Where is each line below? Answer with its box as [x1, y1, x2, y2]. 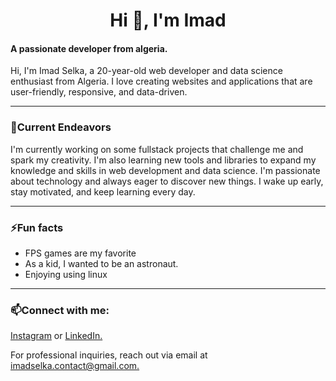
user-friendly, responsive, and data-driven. [10, 86, 188, 98]
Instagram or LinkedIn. [10, 330, 103, 342]
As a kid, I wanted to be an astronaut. [24, 257, 179, 269]
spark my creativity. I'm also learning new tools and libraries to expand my [10, 154, 317, 166]
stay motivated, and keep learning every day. [10, 185, 196, 198]
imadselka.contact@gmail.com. [10, 360, 140, 372]
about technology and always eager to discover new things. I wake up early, [10, 175, 324, 187]
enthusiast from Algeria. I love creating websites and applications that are [10, 75, 313, 88]
